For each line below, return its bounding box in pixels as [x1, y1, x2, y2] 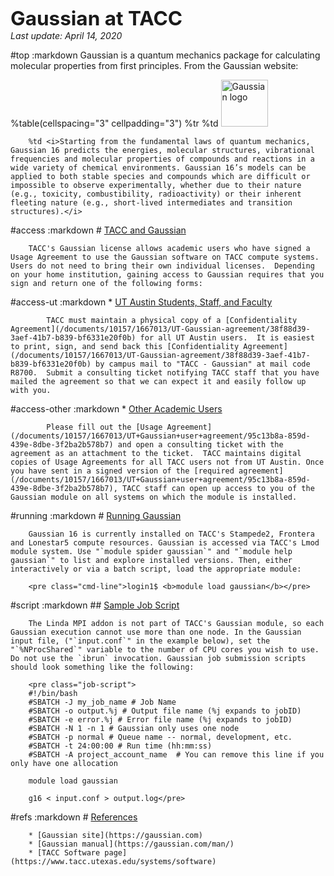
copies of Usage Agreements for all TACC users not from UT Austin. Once [10, 457, 325, 467]
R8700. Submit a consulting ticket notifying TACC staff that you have [10, 368, 320, 378]
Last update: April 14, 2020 [10, 30, 123, 41]
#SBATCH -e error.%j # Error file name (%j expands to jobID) [28, 715, 293, 725]
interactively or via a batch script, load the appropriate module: [10, 564, 302, 574]
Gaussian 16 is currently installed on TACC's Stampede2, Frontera [28, 529, 315, 539]
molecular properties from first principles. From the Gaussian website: [10, 60, 299, 71]
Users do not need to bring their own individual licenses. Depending [10, 261, 315, 271]
